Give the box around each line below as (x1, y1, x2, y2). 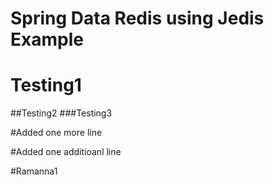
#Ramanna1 (10, 165, 58, 177)
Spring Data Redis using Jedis (10, 7, 265, 30)
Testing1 (10, 74, 82, 97)
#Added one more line (10, 127, 103, 139)
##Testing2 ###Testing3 (10, 107, 113, 119)
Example (10, 28, 84, 51)
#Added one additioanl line (10, 146, 122, 158)
